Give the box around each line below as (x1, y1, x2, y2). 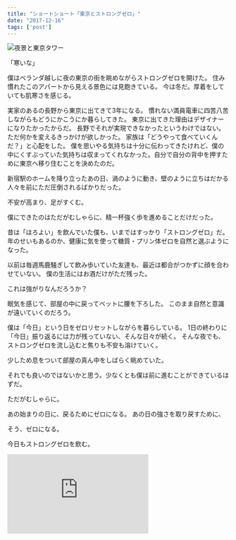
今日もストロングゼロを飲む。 (7, 440, 94, 448)
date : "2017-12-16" (7, 17, 65, 24)
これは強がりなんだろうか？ (7, 284, 88, 293)
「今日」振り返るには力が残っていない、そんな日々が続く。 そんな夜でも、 (7, 332, 225, 341)
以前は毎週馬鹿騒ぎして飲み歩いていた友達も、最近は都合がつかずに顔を (7, 260, 217, 269)
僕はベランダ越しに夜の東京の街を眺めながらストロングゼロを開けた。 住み (7, 73, 225, 82)
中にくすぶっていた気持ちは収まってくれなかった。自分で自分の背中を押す (7, 150, 223, 159)
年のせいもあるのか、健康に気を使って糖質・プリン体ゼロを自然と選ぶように (7, 237, 230, 246)
